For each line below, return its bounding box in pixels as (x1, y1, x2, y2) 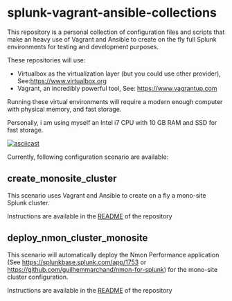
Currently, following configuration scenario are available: (7, 153, 169, 161)
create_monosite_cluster (7, 173, 117, 184)
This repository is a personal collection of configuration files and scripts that (7, 28, 225, 36)
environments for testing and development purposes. (7, 42, 159, 51)
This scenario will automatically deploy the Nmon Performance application (7, 250, 220, 259)
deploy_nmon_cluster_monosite (7, 232, 148, 244)
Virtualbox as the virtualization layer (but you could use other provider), (17, 69, 222, 78)
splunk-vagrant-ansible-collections (7, 5, 217, 21)
